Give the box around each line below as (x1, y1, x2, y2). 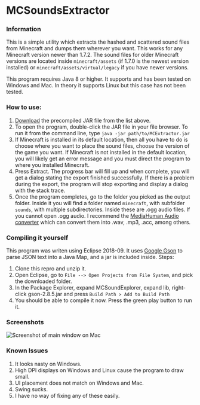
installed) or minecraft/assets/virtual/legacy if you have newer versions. (6, 64, 189, 71)
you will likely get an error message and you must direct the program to (14, 155, 191, 162)
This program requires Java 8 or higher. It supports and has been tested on (6, 75, 191, 83)
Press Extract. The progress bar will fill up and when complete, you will (14, 168, 190, 175)
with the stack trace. (14, 187, 66, 194)
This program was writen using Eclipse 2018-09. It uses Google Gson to (6, 247, 183, 254)
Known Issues (6, 346, 48, 355)
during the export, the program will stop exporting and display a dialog (14, 180, 189, 187)
